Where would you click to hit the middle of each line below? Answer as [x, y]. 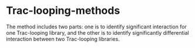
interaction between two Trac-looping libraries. [63, 39]
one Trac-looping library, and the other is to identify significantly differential [97, 32]
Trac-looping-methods [63, 11]
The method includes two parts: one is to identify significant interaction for [96, 27]
